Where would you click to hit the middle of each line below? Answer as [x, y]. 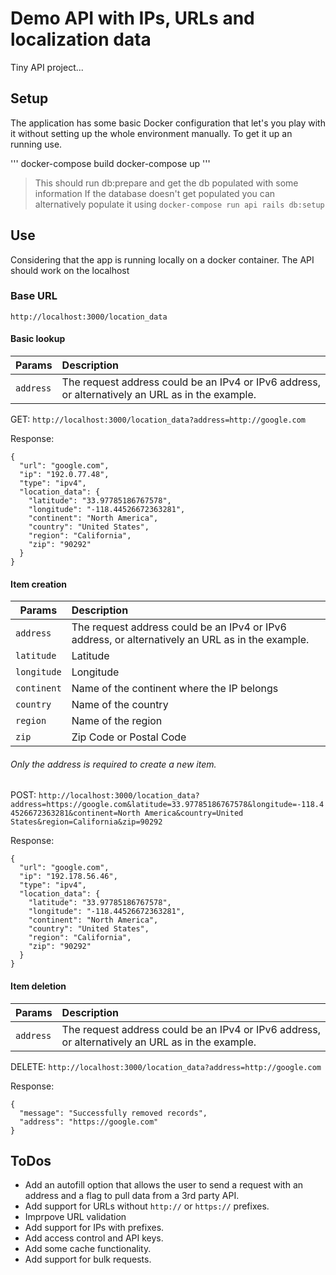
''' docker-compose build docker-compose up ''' [110, 163]
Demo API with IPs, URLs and [132, 18]
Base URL [34, 296]
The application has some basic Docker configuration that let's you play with [168, 123]
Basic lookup [38, 339]
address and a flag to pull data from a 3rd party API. [132, 1196]
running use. [36, 144]
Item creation [38, 584]
